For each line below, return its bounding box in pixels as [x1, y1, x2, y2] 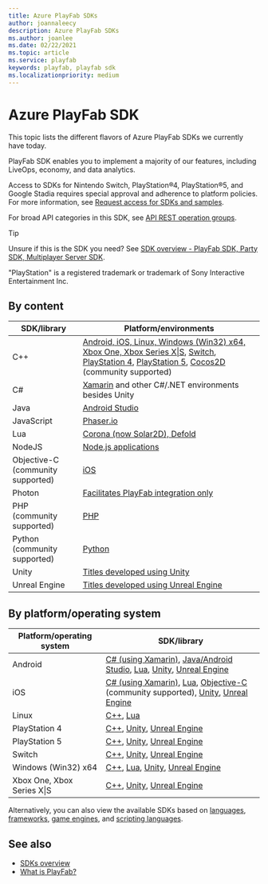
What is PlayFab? [19, 867, 77, 876]
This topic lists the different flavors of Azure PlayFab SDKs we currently [8, 132, 243, 142]
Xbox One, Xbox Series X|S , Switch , [82, 346, 217, 358]
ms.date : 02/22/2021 [8, 42, 77, 50]
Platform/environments [124, 323, 215, 334]
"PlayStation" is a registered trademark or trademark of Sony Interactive [8, 267, 245, 277]
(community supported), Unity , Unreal [105, 687, 249, 698]
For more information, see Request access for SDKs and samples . [8, 197, 225, 206]
